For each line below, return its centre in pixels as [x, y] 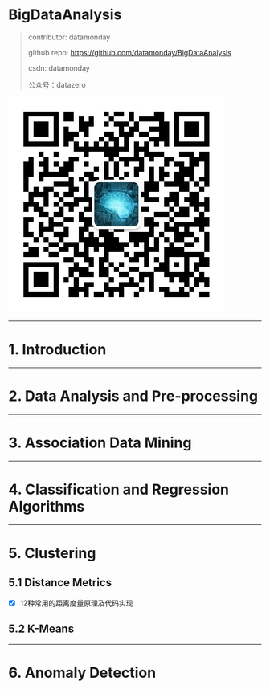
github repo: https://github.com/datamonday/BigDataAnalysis [129, 52]
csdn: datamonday [59, 68]
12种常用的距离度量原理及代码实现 [77, 603]
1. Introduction [57, 350]
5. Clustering [52, 553]
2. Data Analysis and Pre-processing [133, 396]
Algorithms [47, 506]
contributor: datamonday [69, 37]
